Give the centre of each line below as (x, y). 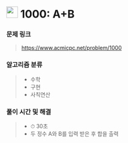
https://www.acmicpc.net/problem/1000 (71, 48)
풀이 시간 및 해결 (29, 111)
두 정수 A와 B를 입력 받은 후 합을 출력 (74, 134)
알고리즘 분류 (24, 65)
